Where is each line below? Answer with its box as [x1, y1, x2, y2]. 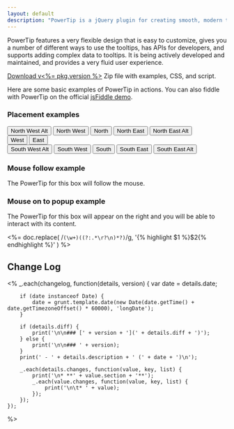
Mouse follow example [7, 163, 86, 173]
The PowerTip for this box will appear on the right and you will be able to [7, 212, 215, 220]
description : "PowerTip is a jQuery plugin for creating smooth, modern [7, 17, 223, 24]
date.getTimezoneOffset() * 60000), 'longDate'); [7, 305, 155, 313]
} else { [19, 336, 45, 343]
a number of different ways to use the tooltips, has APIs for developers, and [7, 43, 224, 52]
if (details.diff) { [19, 324, 79, 331]
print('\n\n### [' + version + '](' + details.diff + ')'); [32, 329, 210, 337]
